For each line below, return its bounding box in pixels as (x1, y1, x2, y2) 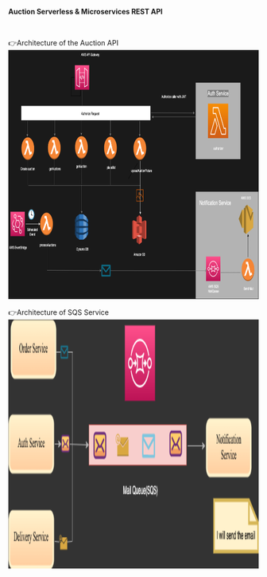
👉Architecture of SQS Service (8, 308, 110, 317)
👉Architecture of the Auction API (8, 38, 119, 47)
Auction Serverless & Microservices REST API (8, 7, 163, 16)
